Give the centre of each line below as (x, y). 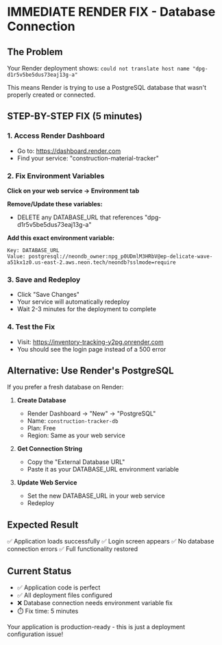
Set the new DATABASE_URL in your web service (96, 496)
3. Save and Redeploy (44, 280)
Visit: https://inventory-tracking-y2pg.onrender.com (90, 342)
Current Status (39, 571)
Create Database (41, 400)
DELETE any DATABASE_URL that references (80, 217)
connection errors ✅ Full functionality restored (73, 549)
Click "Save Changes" (48, 295)
